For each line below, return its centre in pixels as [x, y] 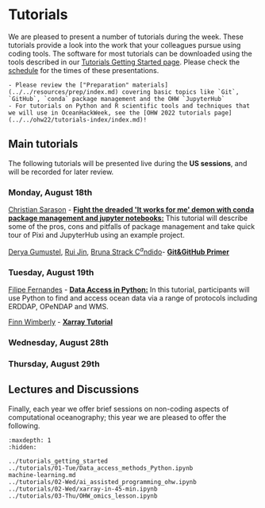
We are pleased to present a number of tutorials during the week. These [126, 37]
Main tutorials [43, 144]
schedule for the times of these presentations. [84, 70]
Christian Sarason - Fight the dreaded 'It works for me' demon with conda [131, 210]
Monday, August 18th [50, 192]
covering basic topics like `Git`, [181, 92]
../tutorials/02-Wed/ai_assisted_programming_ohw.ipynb [102, 482]
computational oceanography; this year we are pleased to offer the [117, 417]
